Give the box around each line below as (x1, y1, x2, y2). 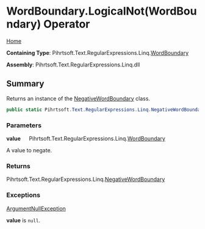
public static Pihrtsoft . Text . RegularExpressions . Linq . (6, 107, 151, 113)
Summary (6, 79, 45, 89)
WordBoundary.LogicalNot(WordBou (6, 4, 197, 18)
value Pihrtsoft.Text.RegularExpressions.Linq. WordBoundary (6, 135, 166, 142)
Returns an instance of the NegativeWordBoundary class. (6, 94, 151, 102)
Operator (43, 17, 90, 31)
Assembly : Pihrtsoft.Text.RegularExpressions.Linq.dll (6, 61, 140, 68)
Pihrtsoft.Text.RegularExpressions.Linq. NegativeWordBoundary (6, 175, 165, 183)
